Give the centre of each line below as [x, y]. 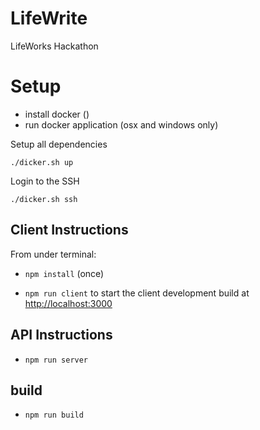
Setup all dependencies [59, 144]
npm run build [54, 415]
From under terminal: [53, 254]
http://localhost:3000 [68, 303]
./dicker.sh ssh [44, 199]
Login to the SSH [45, 181]
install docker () [57, 114]
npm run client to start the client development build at [137, 293]
